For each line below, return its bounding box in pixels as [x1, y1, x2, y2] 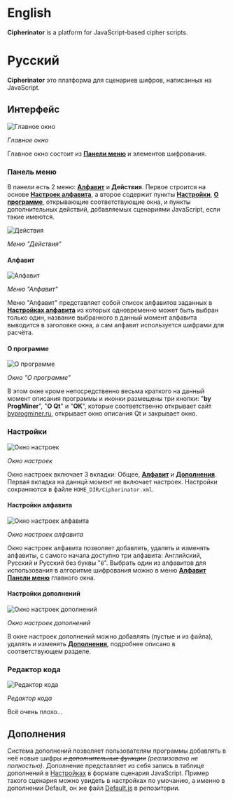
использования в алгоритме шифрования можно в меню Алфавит [7, 566, 206, 574]
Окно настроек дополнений [7, 619, 91, 627]
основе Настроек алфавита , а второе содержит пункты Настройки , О [7, 190, 219, 198]
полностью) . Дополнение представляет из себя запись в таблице [7, 762, 204, 770]
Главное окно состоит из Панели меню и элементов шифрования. [7, 149, 207, 158]
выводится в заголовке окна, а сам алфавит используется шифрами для [7, 321, 225, 329]
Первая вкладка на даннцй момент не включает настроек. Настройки [7, 477, 218, 486]
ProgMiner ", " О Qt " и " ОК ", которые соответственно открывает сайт [7, 402, 212, 411]
